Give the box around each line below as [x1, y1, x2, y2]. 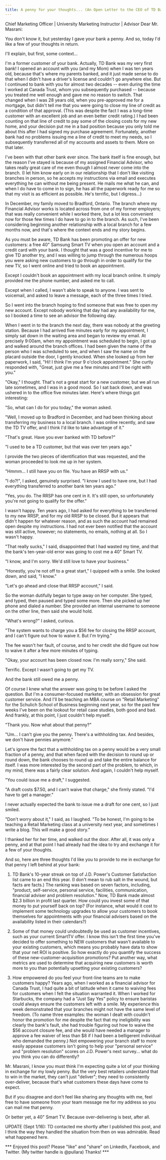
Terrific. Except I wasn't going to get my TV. [5, 667, 94, 673]
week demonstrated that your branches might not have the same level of [12, 1006, 161, 1012]
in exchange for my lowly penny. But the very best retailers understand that [5, 1068, 159, 1074]
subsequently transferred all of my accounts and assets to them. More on [5, 139, 155, 145]
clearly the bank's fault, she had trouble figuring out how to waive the [12, 1022, 154, 1028]
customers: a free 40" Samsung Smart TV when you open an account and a [5, 241, 160, 248]
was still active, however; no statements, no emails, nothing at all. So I [5, 528, 147, 534]
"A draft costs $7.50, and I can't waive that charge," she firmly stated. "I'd [5, 786, 155, 792]
